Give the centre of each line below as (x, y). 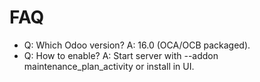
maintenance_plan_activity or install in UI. (109, 66)
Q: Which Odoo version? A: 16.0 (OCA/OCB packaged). (137, 45)
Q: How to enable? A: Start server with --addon (121, 55)
